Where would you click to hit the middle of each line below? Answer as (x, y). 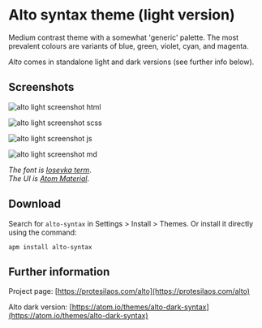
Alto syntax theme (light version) (122, 15)
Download (34, 204)
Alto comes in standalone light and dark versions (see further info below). (131, 62)
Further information (59, 272)
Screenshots (41, 87)
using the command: (43, 232)
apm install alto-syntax (50, 247)
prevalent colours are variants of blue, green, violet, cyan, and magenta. (129, 45)
